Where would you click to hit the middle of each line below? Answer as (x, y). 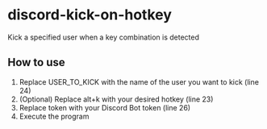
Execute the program (54, 116)
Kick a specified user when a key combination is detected (103, 37)
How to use (36, 62)
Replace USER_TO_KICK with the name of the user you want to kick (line (139, 81)
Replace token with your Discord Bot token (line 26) (105, 107)
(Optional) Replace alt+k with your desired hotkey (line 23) (116, 99)
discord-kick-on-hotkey (90, 15)
